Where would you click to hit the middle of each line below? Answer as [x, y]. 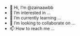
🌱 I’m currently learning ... [35, 18]
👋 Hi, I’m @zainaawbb [32, 8]
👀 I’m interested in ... [30, 13]
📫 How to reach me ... [32, 28]
